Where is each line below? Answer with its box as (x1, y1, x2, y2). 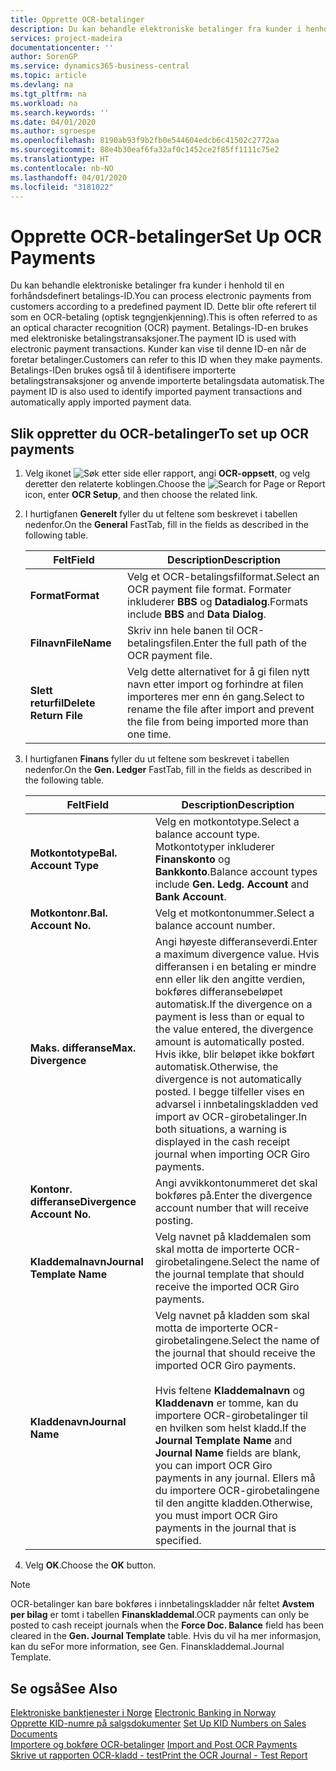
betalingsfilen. (127, 636, 194, 650)
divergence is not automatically (154, 1072, 303, 1086)
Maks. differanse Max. (29, 1041, 137, 1055)
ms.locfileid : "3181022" (10, 182, 114, 192)
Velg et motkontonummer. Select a (154, 906, 315, 920)
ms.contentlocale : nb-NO (10, 163, 114, 173)
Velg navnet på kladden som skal (154, 1309, 310, 1323)
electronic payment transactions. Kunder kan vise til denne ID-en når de (10, 343, 307, 355)
